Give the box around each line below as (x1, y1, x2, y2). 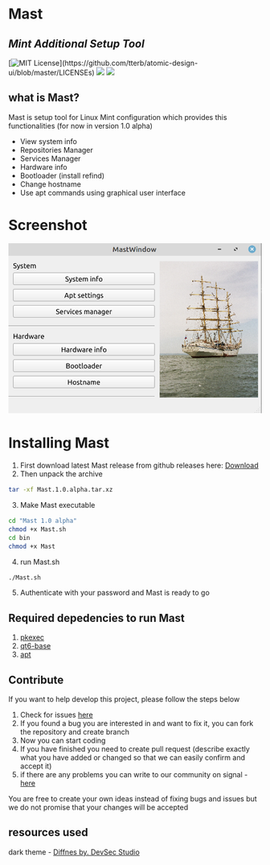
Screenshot (8, 216, 88, 234)
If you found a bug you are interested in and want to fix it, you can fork (19, 719, 254, 728)
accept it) (19, 761, 52, 771)
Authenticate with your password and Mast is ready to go (19, 588, 211, 598)
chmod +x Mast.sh (8, 525, 67, 533)
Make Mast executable (19, 500, 96, 510)
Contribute (8, 673, 64, 686)
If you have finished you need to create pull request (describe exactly (19, 744, 251, 754)
